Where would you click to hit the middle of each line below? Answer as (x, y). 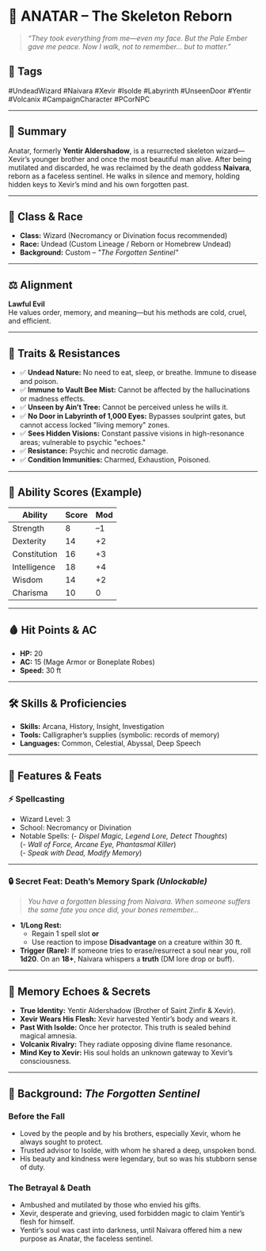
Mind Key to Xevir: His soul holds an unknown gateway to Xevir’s (126, 1053)
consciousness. (45, 1061)
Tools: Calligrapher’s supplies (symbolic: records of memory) (120, 735)
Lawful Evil (27, 304)
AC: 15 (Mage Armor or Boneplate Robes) (87, 662)
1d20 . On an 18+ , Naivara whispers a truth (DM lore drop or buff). (127, 959)
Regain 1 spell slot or (65, 934)
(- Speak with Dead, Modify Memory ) (81, 853)
